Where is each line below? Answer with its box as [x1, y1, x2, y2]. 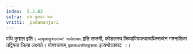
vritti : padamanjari [6, 19, 59, 25]
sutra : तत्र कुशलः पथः [6, 14, 53, 20]
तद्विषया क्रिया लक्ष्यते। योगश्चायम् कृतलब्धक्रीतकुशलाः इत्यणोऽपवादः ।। [6, 42, 131, 49]
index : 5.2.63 [6, 8, 43, 15]
